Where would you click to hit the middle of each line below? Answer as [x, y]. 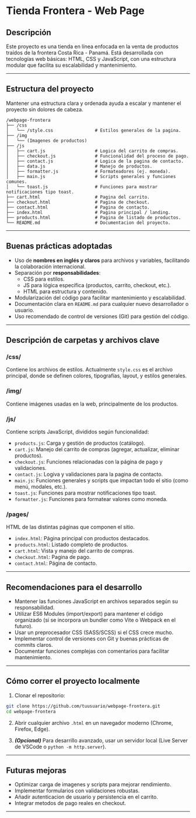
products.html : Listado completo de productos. [71, 545]
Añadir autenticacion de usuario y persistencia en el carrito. [86, 797]
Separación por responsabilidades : [57, 272]
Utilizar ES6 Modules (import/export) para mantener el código [89, 614]
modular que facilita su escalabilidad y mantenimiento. [71, 65]
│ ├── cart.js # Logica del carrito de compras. [92, 151]
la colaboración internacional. [50, 266]
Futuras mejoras [36, 770]
